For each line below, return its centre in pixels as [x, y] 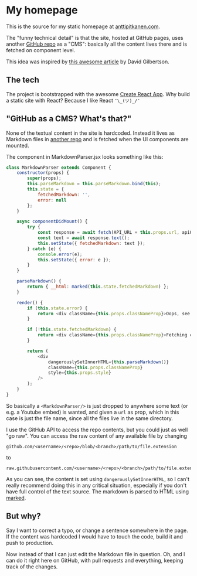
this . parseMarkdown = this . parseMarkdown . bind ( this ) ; [94, 184]
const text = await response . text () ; [84, 238]
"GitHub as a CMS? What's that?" [69, 119]
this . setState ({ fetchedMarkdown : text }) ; [91, 243]
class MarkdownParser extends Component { [59, 168]
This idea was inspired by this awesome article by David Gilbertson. [88, 62]
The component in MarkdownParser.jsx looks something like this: [85, 156]
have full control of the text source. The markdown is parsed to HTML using [98, 491]
